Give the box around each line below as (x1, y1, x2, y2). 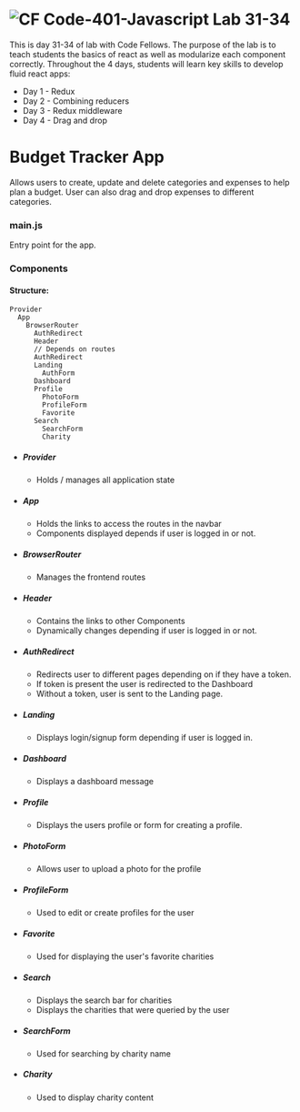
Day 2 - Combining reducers (22, 96, 130, 106)
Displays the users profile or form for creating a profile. (35, 820, 243, 831)
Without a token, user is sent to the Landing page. (35, 688, 224, 700)
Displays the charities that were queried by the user (35, 1004, 230, 1015)
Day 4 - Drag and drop (22, 115, 107, 126)
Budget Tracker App (9, 147, 165, 167)
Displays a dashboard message (35, 776, 155, 787)
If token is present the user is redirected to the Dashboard (35, 679, 254, 690)
